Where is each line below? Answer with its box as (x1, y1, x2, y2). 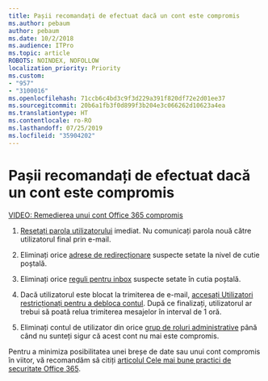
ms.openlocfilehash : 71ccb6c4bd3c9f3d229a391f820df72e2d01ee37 (8, 94, 226, 102)
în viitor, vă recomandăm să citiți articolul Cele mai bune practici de (8, 355, 232, 365)
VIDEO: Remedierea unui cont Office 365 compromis (8, 210, 183, 220)
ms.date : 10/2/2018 (8, 34, 74, 43)
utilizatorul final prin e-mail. (19, 234, 111, 244)
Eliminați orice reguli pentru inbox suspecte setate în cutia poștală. (19, 274, 241, 284)
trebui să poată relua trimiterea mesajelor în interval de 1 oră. (19, 307, 222, 317)
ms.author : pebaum (8, 19, 70, 27)
